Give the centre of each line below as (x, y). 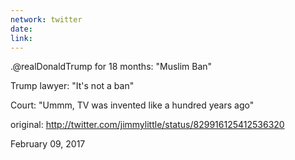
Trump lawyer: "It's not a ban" (72, 86)
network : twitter (46, 19)
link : (21, 38)
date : (21, 29)
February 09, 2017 (48, 144)
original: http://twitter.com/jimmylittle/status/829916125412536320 (147, 125)
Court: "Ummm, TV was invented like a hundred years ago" (132, 105)
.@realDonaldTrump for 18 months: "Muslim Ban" (111, 67)
